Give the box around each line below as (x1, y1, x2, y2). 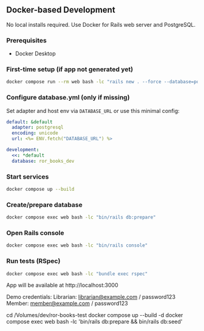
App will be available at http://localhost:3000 (6, 282, 118, 289)
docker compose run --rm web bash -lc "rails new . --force (6, 79, 162, 85)
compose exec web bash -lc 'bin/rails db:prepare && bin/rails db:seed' (6, 318, 183, 326)
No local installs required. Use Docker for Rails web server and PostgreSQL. (6, 21, 196, 28)
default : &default (6, 118, 53, 125)
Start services (6, 172, 49, 181)
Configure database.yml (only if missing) (6, 94, 130, 102)
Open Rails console (6, 228, 65, 237)
